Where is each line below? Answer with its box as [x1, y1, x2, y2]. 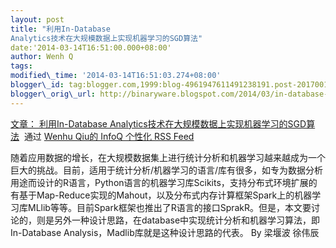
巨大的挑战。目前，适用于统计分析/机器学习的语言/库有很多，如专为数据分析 [10, 164, 324, 176]
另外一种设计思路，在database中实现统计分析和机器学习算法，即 [53, 214, 321, 226]
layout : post [10, 14, 65, 25]
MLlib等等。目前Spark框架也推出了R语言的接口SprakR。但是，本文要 [27, 201, 312, 213]
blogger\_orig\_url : [10, 89, 97, 99]
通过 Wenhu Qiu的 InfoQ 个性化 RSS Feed [23, 130, 195, 142]
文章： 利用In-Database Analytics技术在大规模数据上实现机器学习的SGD [10, 117, 307, 130]
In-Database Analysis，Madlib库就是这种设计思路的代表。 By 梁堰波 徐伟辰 [10, 226, 320, 238]
